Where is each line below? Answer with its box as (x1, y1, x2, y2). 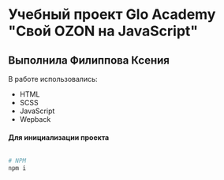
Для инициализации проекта (8, 132, 110, 142)
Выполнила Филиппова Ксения (8, 53, 170, 67)
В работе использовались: (8, 75, 98, 83)
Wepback (19, 115, 51, 123)
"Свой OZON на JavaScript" (8, 22, 199, 40)
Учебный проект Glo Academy (8, 6, 216, 24)
